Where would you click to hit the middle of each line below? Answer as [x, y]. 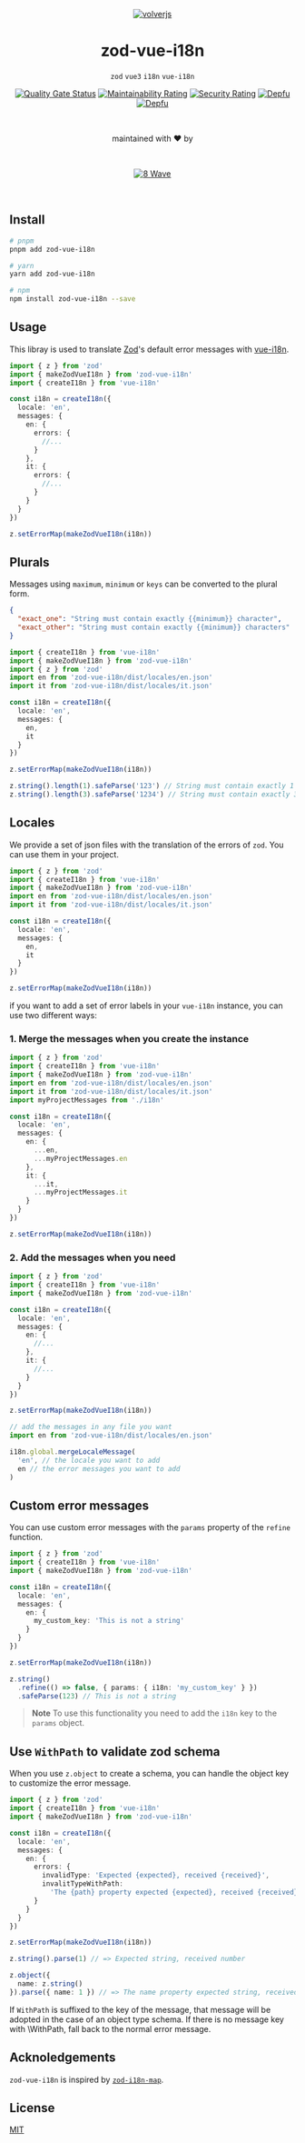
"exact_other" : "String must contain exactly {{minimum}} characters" [154, 627]
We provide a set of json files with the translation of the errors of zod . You [147, 845]
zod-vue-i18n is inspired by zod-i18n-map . [87, 2079]
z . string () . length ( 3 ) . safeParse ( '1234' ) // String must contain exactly [150, 795]
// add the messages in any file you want [91, 1427]
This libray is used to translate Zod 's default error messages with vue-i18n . [149, 349]
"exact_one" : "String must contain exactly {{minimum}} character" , [150, 619]
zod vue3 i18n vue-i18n [152, 76]
